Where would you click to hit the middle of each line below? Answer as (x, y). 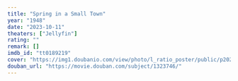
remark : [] (23, 46)
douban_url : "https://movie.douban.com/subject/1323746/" (95, 66)
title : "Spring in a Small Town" (57, 14)
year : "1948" (27, 20)
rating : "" (23, 40)
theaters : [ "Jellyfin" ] (42, 33)
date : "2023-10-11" (36, 27)
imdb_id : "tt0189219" (39, 54)
